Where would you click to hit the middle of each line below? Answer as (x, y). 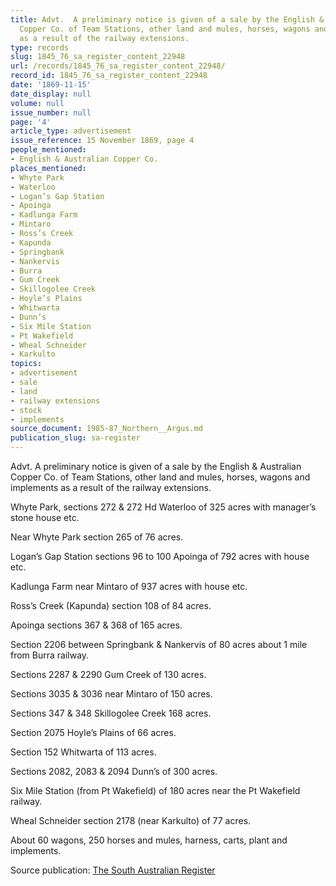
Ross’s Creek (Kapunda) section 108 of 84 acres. (111, 605)
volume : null (37, 103)
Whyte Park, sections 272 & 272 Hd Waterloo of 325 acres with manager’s (163, 507)
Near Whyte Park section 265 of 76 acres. (97, 537)
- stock (26, 410)
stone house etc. (45, 517)
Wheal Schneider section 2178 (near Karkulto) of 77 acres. (131, 820)
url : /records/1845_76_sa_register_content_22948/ (118, 66)
